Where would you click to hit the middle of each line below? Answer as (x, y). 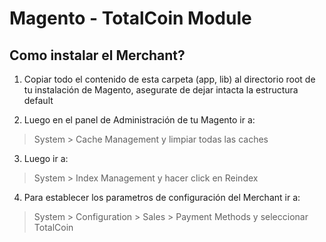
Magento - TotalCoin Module (130, 18)
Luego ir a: (46, 158)
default (38, 100)
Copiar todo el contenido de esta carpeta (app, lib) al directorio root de (169, 79)
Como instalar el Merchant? (97, 55)
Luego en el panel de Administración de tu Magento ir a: (139, 120)
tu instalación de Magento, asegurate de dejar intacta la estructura (161, 90)
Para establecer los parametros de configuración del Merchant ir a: (162, 197)
